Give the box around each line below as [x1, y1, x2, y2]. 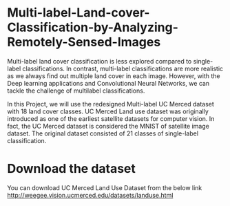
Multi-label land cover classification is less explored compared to [7, 57, 192, 65]
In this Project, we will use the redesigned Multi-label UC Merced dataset [7, 100, 215, 108]
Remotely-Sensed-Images [7, 35, 161, 50]
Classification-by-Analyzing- [7, 19, 179, 35]
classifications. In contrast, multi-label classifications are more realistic [22, 64, 224, 73]
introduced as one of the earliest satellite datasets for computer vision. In [7, 114, 215, 122]
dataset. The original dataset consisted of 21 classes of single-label [7, 129, 198, 138]
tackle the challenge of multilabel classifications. [7, 86, 145, 95]
